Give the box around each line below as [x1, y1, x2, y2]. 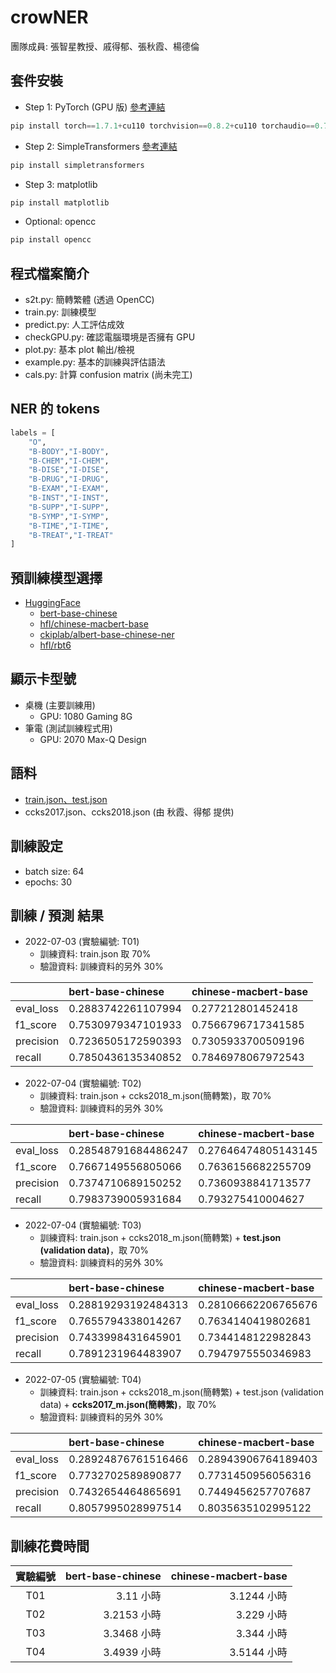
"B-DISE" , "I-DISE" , [28, 465, 110, 475]
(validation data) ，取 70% [39, 1244, 150, 1256]
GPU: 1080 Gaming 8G [39, 710, 133, 722]
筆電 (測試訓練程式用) [24, 722, 113, 734]
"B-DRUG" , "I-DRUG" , [28, 474, 110, 485]
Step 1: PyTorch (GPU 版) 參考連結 [24, 101, 166, 113]
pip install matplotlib [10, 197, 110, 208]
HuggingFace [24, 597, 81, 609]
